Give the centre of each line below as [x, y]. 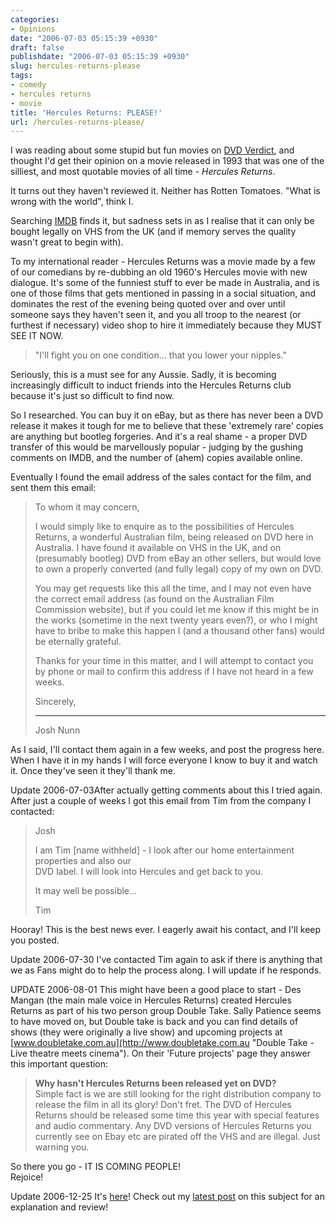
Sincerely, [55, 702]
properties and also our [83, 861]
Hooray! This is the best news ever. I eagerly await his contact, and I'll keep [166, 930]
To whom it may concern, [87, 507]
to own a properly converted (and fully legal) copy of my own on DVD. [178, 569]
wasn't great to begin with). [67, 242]
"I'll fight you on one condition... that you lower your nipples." [161, 355]
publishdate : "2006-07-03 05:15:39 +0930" [100, 57]
